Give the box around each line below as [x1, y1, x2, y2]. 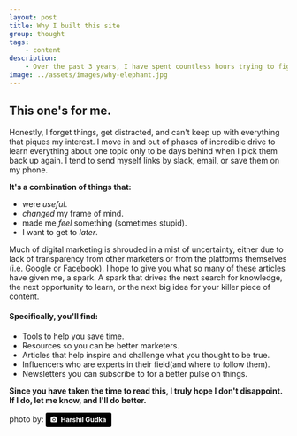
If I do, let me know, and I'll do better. [9, 394, 147, 405]
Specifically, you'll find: [9, 311, 99, 322]
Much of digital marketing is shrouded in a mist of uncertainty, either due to [9, 244, 285, 255]
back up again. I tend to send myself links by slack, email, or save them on [9, 155, 280, 165]
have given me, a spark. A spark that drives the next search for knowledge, [9, 272, 283, 283]
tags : [9, 37, 29, 47]
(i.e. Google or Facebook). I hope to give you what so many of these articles [9, 263, 286, 273]
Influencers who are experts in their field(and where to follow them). [21, 359, 270, 370]
